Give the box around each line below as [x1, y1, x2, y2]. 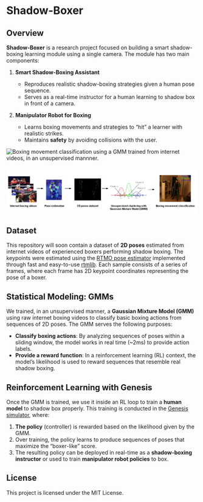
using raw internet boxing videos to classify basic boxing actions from [6, 314, 182, 321]
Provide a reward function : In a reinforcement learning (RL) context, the [15, 352, 196, 359]
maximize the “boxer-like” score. [15, 442, 97, 450]
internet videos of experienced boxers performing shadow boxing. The [6, 248, 184, 255]
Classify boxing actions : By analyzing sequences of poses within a [15, 332, 185, 340]
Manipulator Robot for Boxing [15, 112, 91, 119]
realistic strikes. [24, 130, 64, 137]
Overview [6, 28, 44, 38]
